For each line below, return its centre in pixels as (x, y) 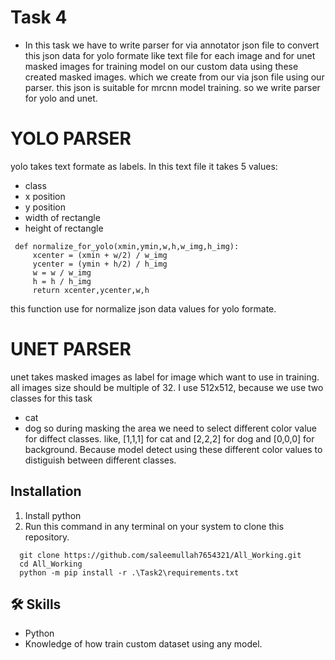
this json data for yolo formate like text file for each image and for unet (170, 55)
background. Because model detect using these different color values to (173, 449)
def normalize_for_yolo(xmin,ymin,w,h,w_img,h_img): (127, 246)
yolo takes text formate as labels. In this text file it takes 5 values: (144, 166)
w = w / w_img (62, 272)
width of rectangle (62, 217)
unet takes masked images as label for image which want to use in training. (165, 377)
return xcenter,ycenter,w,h (91, 290)
